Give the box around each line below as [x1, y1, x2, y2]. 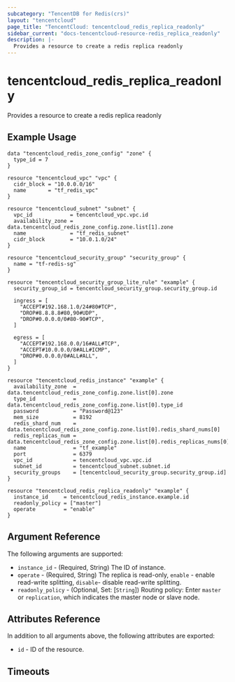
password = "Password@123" [13, 407, 124, 414]
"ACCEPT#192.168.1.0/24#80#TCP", [20, 303, 117, 311]
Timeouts [7, 665, 50, 677]
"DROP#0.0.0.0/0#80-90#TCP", [20, 315, 105, 322]
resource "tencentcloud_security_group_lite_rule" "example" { [7, 278, 196, 286]
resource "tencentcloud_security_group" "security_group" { [7, 254, 187, 261]
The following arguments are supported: [7, 550, 124, 558]
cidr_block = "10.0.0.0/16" [13, 180, 96, 188]
